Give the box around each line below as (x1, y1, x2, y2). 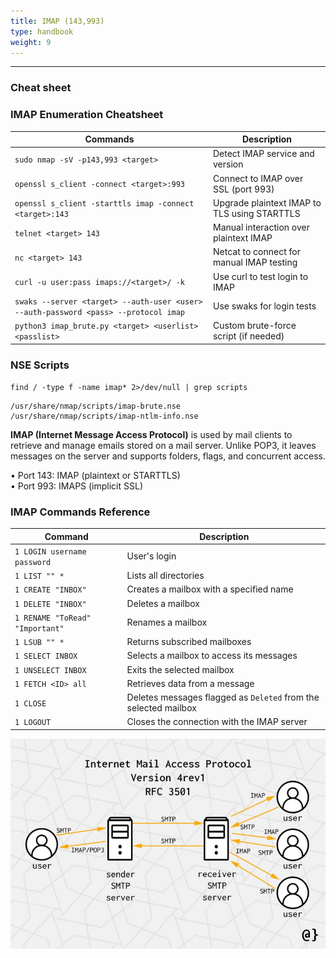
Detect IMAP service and (212, 148, 315, 160)
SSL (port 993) (212, 183, 275, 195)
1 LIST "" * (14, 571, 65, 582)
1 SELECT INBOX (14, 651, 78, 662)
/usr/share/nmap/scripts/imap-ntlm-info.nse (10, 411, 199, 421)
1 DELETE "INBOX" (14, 599, 87, 609)
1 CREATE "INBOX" (14, 585, 87, 595)
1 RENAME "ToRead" (14, 613, 92, 623)
